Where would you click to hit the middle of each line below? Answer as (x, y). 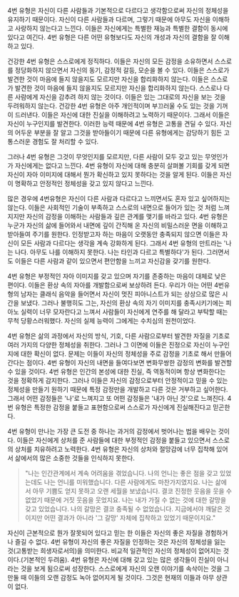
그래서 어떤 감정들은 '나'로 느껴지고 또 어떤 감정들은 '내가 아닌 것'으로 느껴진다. (117, 398)
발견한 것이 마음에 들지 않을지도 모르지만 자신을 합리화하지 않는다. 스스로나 (118, 88)
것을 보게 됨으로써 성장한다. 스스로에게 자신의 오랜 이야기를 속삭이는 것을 (121, 568)
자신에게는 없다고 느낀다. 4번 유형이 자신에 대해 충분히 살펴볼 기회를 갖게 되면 (122, 165)
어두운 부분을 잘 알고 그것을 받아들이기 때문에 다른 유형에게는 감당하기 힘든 (118, 133)
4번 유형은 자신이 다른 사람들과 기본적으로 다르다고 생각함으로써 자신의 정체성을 (118, 10)
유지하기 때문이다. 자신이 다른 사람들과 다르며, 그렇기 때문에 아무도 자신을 (109, 19)
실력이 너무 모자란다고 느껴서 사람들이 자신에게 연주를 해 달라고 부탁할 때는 (124, 312)
